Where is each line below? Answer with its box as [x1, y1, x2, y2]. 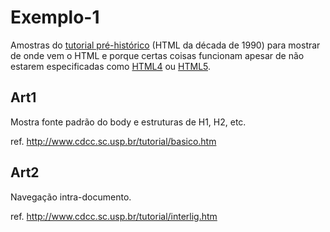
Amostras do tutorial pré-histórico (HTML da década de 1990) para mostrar [10, 39, 321, 51]
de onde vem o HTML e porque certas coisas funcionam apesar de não [10, 49, 305, 61]
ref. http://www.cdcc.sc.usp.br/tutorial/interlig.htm [10, 210, 218, 222]
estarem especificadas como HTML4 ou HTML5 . [10, 60, 212, 72]
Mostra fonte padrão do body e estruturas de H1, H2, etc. [10, 116, 247, 128]
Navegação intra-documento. [10, 191, 132, 203]
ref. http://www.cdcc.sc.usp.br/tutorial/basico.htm [10, 135, 217, 147]
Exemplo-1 [10, 6, 100, 29]
